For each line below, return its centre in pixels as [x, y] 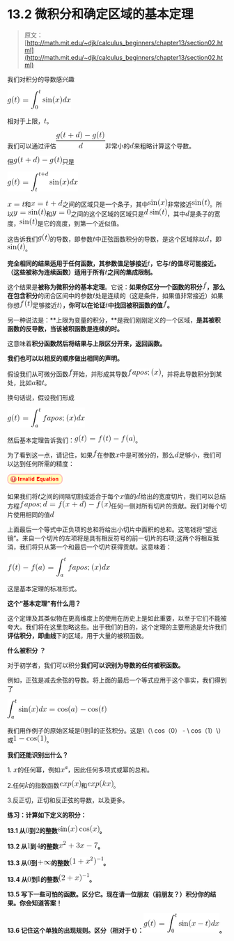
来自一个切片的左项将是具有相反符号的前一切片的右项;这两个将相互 [118, 538]
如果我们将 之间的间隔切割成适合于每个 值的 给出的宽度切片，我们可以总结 [117, 496]
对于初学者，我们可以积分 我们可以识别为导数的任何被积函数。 [96, 665]
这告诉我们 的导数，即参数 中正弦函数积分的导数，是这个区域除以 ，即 [114, 239]
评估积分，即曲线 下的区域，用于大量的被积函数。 [77, 635]
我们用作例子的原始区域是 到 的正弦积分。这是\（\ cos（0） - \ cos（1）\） [116, 730]
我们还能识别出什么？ [38, 755]
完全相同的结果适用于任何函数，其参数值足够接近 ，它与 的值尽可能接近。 [114, 263]
